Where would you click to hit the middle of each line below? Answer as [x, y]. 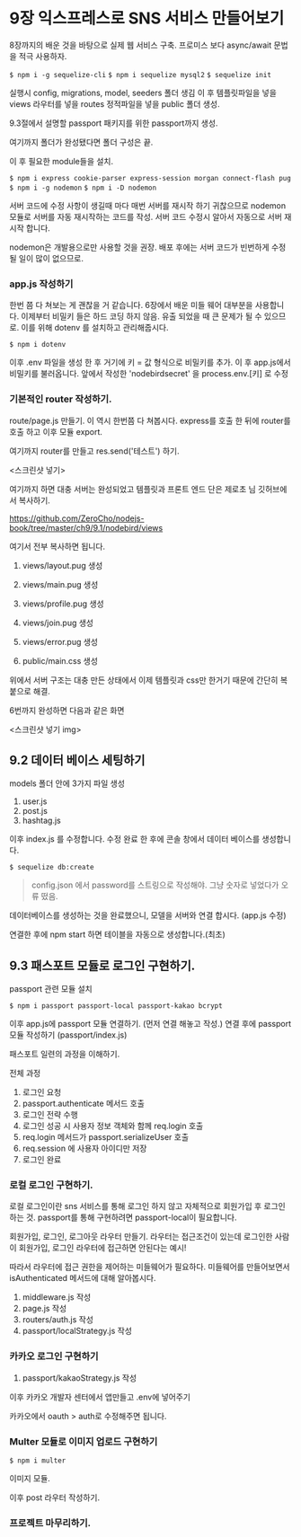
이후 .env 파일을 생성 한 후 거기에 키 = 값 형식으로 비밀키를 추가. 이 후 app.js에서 [150, 362]
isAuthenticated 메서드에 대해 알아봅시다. [83, 1278]
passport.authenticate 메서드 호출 [84, 1104]
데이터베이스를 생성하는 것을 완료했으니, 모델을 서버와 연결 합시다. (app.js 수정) [148, 915]
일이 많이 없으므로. [51, 258]
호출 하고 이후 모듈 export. [56, 431]
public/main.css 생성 [60, 660]
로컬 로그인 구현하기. [51, 1185]
